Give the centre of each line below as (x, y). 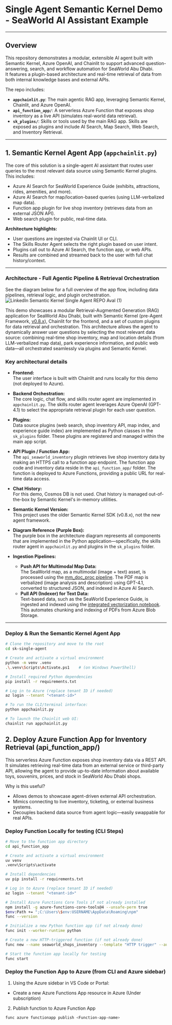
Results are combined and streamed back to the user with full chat (83, 255)
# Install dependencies (31, 874)
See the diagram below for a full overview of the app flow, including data (82, 289)
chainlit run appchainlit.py (36, 723)
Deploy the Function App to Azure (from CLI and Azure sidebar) (85, 972)
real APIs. (23, 818)
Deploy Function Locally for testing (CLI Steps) (64, 831)
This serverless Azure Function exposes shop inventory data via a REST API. (86, 760)
